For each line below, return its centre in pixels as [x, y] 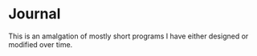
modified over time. [41, 44]
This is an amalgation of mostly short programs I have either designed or [128, 36]
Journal [35, 14]
